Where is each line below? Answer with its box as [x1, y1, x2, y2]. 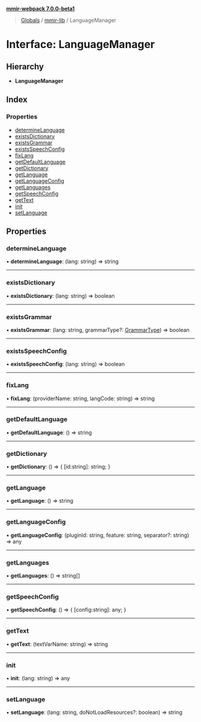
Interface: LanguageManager [6, 38, 155, 52]
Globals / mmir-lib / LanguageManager [20, 17, 117, 23]
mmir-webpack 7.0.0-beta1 [6, 5, 75, 12]
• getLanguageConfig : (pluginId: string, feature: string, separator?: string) [6, 531, 190, 539]
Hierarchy [6, 61, 44, 71]
